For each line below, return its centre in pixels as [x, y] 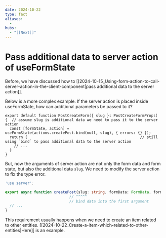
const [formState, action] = [40, 128]
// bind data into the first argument [109, 201]
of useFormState [40, 68]
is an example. [50, 231]
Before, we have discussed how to [40, 81]
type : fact [16, 14]
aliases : [14, 19]
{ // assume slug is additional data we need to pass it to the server [82, 120]
